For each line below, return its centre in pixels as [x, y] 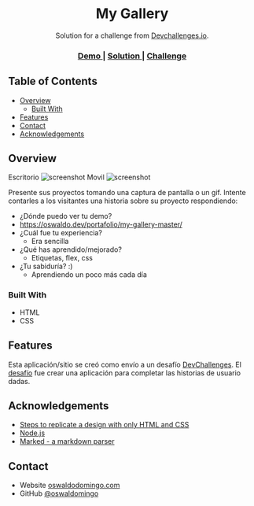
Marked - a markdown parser [67, 441]
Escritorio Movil [56, 177]
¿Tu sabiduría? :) [46, 266]
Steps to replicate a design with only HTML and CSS [104, 425]
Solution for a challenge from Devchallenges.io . [132, 35]
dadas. [19, 381]
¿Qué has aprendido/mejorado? [70, 249]
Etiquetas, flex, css [62, 258]
